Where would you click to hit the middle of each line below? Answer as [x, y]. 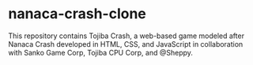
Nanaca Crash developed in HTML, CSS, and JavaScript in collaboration [126, 44]
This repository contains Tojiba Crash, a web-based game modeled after [126, 36]
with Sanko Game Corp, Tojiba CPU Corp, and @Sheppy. [101, 52]
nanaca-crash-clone [77, 14]
